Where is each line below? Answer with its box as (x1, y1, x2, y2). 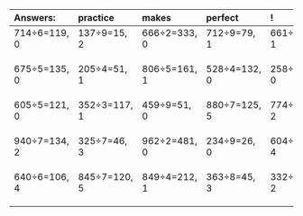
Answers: (14, 12, 56, 23)
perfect (206, 12, 239, 23)
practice (78, 12, 115, 23)
